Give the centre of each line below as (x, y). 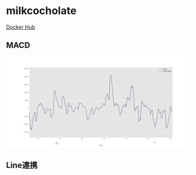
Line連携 (22, 165)
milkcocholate (41, 11)
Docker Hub (21, 27)
